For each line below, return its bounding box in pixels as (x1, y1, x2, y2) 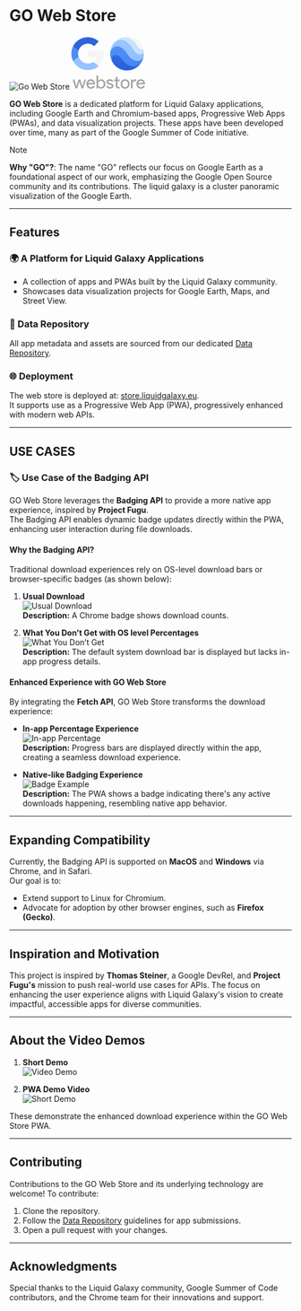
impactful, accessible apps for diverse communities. (9, 998, 202, 1009)
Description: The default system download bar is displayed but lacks (21, 647, 278, 658)
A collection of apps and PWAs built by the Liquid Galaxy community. (21, 275, 278, 287)
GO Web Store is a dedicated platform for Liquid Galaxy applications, (9, 98, 264, 109)
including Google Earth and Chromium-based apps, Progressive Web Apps (9, 108, 286, 118)
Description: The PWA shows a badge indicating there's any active (21, 789, 271, 800)
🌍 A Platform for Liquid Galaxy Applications (9, 252, 204, 265)
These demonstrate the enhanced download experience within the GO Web (9, 1110, 288, 1122)
